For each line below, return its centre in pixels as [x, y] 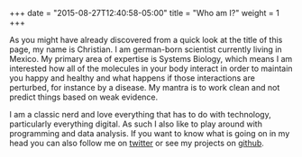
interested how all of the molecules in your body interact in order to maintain [151, 68]
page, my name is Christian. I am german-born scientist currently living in [146, 49]
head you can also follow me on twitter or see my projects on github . [137, 143]
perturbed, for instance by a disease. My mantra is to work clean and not [145, 87]
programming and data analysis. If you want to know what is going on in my [150, 133]
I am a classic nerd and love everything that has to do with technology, [141, 114]
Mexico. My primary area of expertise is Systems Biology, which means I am [151, 59]
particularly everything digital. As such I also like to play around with [136, 124]
